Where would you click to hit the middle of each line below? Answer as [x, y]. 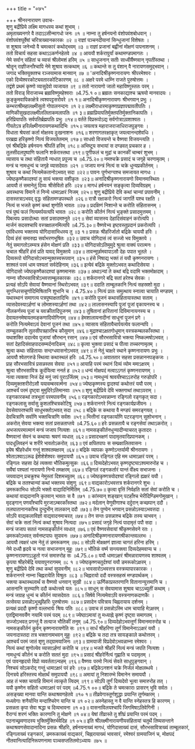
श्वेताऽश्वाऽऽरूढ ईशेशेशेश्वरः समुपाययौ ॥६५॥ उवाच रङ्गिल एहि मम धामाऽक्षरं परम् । [82, 456]
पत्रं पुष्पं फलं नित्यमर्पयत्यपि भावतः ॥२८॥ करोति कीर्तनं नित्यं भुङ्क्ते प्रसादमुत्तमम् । [81, 212]
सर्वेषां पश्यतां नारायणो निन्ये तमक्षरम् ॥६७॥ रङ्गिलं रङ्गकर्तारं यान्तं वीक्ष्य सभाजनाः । [83, 470]
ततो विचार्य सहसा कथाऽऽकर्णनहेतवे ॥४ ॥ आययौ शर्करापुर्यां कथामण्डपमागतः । [77, 53]
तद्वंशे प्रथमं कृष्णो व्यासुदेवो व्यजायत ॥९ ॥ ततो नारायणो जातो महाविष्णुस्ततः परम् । [80, 86]
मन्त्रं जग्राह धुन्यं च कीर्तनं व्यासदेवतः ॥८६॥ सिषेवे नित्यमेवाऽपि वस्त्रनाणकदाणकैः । [80, 595]
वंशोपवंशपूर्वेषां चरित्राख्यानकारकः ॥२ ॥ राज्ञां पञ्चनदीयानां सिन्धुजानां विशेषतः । [78, 40]
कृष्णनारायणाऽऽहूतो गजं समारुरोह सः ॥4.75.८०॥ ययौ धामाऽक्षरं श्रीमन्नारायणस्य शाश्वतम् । [89, 555]
